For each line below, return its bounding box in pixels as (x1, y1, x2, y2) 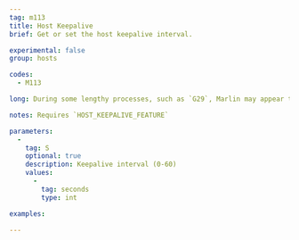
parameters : (9, 127, 53, 136)
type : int (41, 193, 77, 202)
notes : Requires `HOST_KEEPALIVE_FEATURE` (9, 111, 169, 120)
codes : (9, 70, 34, 79)
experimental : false (9, 46, 86, 54)
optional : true (25, 152, 82, 161)
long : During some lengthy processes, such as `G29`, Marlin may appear (9, 95, 285, 103)
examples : (9, 209, 46, 219)
